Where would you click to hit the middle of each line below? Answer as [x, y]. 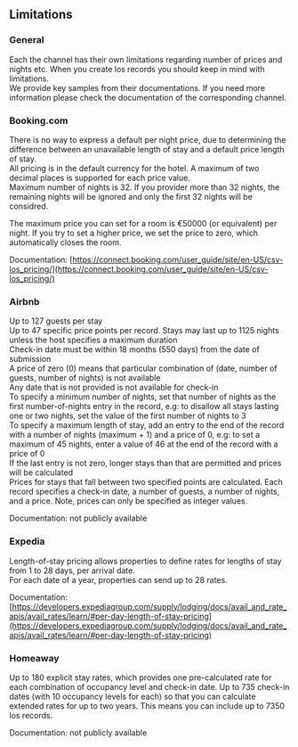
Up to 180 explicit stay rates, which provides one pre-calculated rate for [141, 677]
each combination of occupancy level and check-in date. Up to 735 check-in [149, 686]
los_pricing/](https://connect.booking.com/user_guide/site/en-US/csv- [139, 269]
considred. [29, 206]
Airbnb [24, 301]
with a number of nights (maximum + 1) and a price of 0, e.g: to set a [135, 435]
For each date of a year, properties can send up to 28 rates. [119, 579]
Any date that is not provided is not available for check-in [114, 388]
